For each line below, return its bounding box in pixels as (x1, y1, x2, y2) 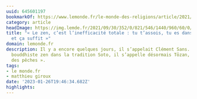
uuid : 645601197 (6, 8, 46, 15)
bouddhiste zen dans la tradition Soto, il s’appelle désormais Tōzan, (11, 52, 191, 58)
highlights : (6, 84, 35, 90)
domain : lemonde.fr (6, 41, 54, 47)
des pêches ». (11, 57, 46, 63)
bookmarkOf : (6, 14, 35, 20)
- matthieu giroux (6, 73, 51, 79)
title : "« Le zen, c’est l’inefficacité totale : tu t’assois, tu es (6, 30, 180, 36)
